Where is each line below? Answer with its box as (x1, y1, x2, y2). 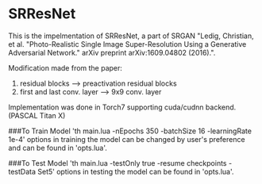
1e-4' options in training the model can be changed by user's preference (8, 134, 245, 144)
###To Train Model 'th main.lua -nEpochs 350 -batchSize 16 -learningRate (8, 126, 252, 136)
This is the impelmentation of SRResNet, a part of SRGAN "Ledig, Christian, (8, 31, 254, 40)
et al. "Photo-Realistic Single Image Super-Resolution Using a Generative (8, 39, 247, 48)
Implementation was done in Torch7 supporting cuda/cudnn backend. (8, 102, 237, 112)
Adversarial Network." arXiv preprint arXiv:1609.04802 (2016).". (8, 48, 216, 57)
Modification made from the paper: (8, 63, 123, 72)
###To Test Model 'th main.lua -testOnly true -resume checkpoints (8, 158, 228, 167)
